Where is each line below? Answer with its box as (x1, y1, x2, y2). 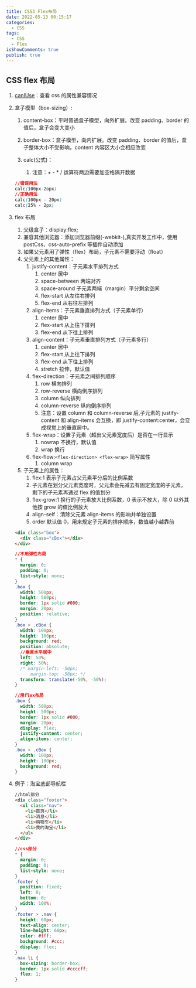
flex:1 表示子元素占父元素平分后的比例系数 (32, 474, 133, 481)
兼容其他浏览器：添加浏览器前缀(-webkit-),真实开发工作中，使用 (23, 233, 178, 240)
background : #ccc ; (20, 939, 65, 945)
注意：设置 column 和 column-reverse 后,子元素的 (40, 409, 161, 416)
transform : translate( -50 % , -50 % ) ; (20, 676, 107, 683)
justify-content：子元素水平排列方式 (32, 263, 119, 270)
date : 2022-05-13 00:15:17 (6, 14, 72, 20)
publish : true (6, 52, 41, 58)
